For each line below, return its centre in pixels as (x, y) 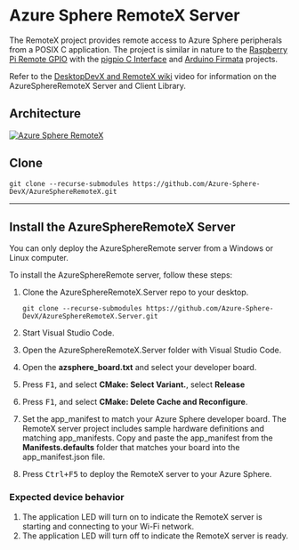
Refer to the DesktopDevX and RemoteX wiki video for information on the (143, 76)
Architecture (45, 113)
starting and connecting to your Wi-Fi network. (108, 526)
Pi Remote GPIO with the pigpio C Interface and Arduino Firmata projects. (144, 59)
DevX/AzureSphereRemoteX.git (63, 191)
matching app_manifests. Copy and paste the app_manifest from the (147, 438)
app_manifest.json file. (63, 457)
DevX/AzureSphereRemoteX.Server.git (90, 317)
